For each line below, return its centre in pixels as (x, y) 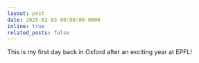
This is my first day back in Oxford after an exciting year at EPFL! (100, 52)
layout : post (26, 13)
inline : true (26, 26)
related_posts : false (38, 33)
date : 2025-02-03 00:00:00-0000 (54, 20)
